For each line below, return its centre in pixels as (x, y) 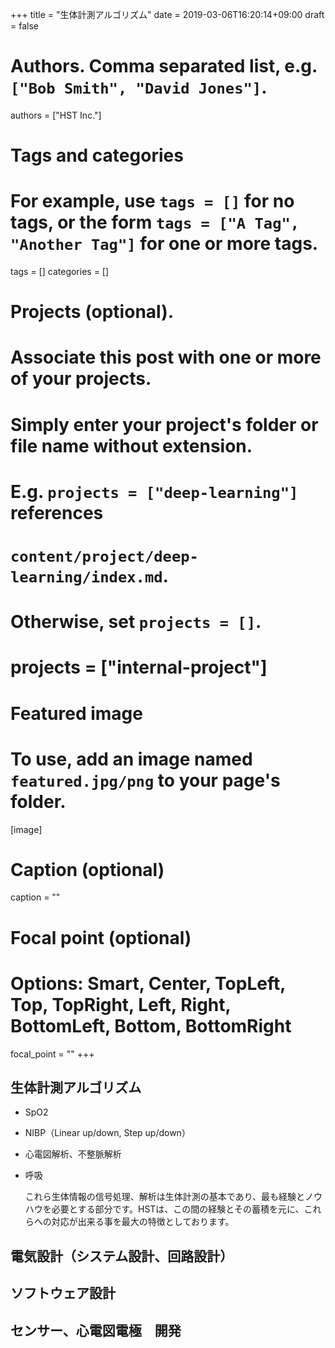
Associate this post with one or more (166, 357)
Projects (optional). (92, 312)
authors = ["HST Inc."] (56, 115)
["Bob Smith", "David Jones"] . (139, 87)
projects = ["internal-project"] (139, 667)
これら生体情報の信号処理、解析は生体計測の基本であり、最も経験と (165, 1197)
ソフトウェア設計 (63, 1293)
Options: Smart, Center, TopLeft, (148, 983)
